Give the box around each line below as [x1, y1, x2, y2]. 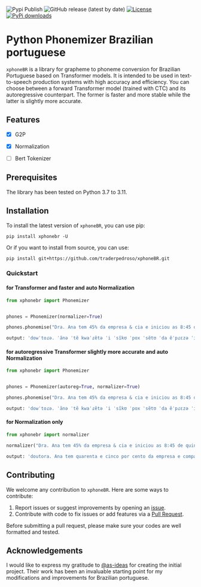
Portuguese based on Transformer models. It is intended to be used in [6, 72, 179, 79]
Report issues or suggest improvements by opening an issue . [14, 504, 166, 511]
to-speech [6, 78, 32, 85]
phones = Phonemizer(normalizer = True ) [6, 314, 103, 320]
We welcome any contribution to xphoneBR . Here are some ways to [6, 486, 169, 493]
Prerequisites [6, 173, 57, 183]
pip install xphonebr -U [6, 233, 68, 239]
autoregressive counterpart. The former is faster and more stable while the [6, 91, 190, 98]
